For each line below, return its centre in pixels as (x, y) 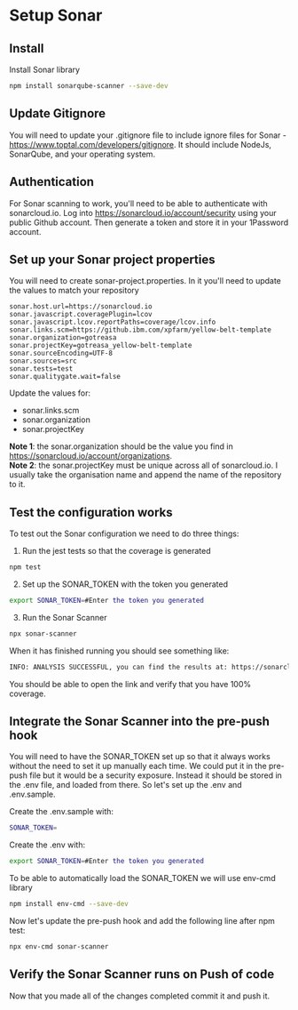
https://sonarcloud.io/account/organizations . (91, 456)
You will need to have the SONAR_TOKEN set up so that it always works (140, 757)
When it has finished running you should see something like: (119, 651)
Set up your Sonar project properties (112, 259)
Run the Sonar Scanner (64, 617)
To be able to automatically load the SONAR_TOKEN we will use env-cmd (143, 878)
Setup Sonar (56, 16)
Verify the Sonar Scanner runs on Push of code (142, 974)
